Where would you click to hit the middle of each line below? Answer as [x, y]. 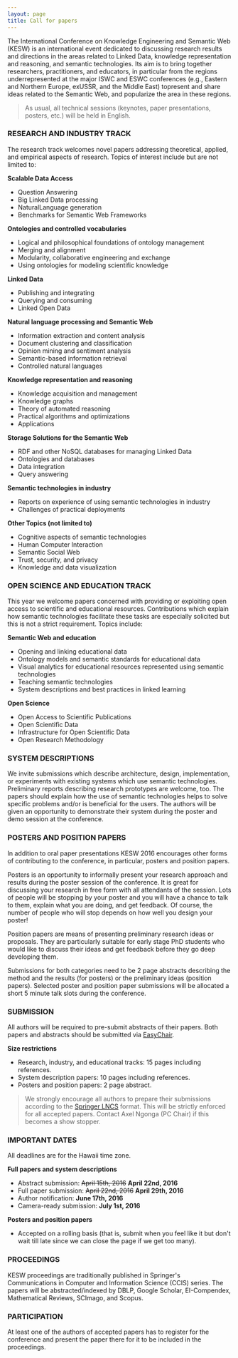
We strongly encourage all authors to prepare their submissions [118, 1099]
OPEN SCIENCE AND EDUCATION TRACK [79, 585]
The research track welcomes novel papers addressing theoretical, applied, [118, 149]
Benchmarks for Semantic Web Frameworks [82, 215]
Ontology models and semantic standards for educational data [109, 659]
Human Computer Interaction [60, 544]
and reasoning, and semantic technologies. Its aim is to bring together [110, 63]
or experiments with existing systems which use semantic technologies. [113, 781]
